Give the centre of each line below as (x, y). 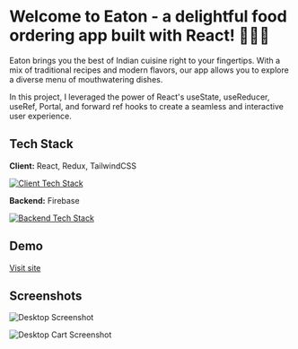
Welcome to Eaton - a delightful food (148, 17)
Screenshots (46, 296)
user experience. (40, 116)
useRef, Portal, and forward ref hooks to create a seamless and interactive (147, 106)
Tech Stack (41, 144)
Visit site (25, 267)
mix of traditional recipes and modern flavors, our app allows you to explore (149, 70)
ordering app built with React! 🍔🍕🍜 (140, 35)
